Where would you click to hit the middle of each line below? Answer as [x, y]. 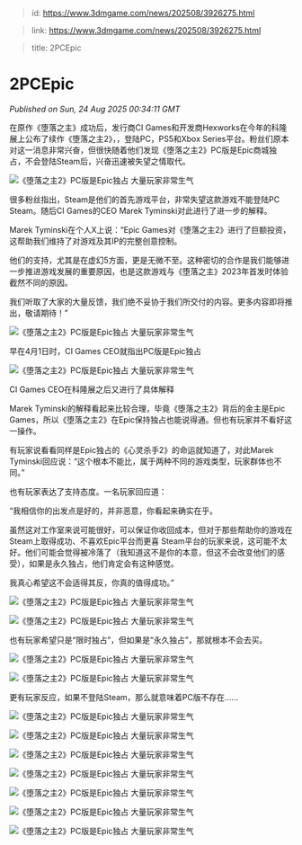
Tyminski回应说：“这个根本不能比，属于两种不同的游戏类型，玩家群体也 [142, 461]
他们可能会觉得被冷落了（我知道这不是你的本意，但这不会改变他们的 [151, 552]
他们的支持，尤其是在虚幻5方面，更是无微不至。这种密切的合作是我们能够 [146, 260]
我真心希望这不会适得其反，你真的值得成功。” [92, 583]
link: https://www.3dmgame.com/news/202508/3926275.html [146, 30]
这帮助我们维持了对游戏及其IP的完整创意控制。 [96, 241]
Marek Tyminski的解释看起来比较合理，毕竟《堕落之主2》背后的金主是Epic [147, 408]
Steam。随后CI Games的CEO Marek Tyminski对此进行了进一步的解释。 [141, 210]
